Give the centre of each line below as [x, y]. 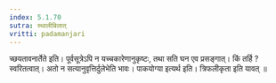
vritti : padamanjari [48, 34]
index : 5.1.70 [36, 17]
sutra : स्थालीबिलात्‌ [38, 26]
